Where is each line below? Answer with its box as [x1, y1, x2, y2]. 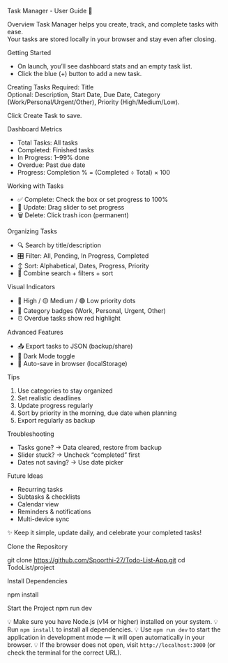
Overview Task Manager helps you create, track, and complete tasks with [7, 20, 218, 28]
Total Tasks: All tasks [17, 138, 78, 147]
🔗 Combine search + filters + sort [17, 269, 114, 277]
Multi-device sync [17, 515, 70, 523]
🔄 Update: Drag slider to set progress [17, 203, 125, 211]
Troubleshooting [7, 430, 54, 438]
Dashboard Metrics [7, 125, 63, 133]
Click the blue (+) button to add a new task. [17, 70, 142, 78]
